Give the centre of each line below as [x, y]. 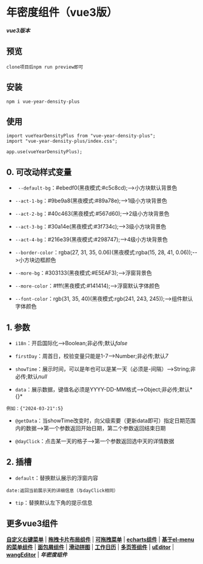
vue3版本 [18, 30]
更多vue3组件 [32, 524]
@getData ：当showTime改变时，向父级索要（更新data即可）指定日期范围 [105, 421]
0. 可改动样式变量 [39, 172]
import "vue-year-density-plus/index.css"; [62, 141]
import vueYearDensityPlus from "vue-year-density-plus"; [81, 136]
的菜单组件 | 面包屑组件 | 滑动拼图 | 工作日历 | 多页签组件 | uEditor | [90, 547]
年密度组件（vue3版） [62, 12]
